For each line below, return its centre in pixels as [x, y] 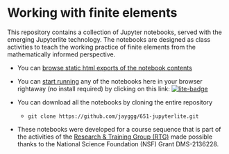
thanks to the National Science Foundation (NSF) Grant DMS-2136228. [118, 144]
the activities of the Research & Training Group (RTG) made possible [115, 137]
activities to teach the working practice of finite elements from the [102, 47]
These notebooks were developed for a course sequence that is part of [119, 129]
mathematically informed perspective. [61, 54]
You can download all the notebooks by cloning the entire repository [115, 102]
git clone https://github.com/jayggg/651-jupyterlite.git [113, 116]
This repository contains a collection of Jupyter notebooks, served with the [114, 32]
